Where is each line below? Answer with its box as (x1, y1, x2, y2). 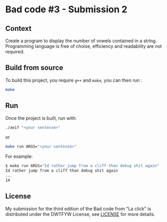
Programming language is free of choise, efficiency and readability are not (5, 43, 162, 49)
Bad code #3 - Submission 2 (5, 4, 128, 15)
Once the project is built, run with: (5, 115, 77, 121)
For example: (5, 153, 33, 160)
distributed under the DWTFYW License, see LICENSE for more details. (5, 211, 155, 217)
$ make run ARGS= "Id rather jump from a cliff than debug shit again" (5, 163, 159, 169)
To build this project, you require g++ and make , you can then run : (5, 77, 142, 83)
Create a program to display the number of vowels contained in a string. (5, 38, 157, 44)
